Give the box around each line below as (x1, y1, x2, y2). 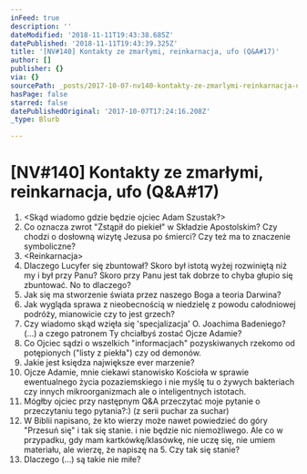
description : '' (10, 22, 72, 31)
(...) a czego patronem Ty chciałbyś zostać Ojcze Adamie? (23, 328, 242, 339)
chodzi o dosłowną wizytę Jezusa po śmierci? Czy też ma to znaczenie (23, 232, 291, 242)
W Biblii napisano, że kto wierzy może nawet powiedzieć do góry (23, 416, 268, 427)
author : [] (10, 56, 52, 65)
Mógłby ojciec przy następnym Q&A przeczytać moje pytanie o (23, 396, 261, 407)
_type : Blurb (10, 115, 60, 124)
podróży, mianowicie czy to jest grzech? (23, 309, 176, 320)
